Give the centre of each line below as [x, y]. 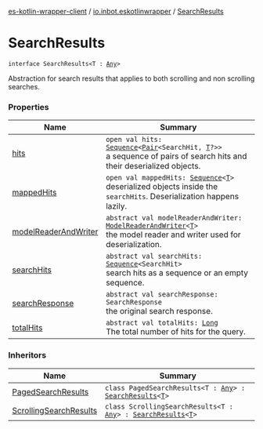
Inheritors [27, 355]
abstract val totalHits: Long [162, 323]
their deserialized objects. [153, 166]
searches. [24, 86]
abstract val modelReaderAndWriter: [174, 218]
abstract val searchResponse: [162, 294]
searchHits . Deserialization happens [172, 197]
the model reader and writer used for [173, 234]
